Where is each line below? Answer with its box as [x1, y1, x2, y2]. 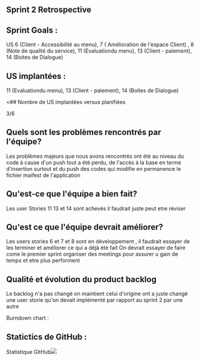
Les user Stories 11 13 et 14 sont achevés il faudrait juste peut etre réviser [6, 204, 186, 212]
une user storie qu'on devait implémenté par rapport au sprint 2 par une [6, 296, 183, 304]
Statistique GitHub [6, 348, 51, 356]
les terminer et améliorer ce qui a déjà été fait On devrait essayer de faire [6, 244, 186, 252]
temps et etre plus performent [6, 257, 81, 264]
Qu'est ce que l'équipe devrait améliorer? [6, 222, 164, 232]
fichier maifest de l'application [6, 172, 81, 179]
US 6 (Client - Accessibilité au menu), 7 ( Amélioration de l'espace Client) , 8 [6, 41, 194, 48]
